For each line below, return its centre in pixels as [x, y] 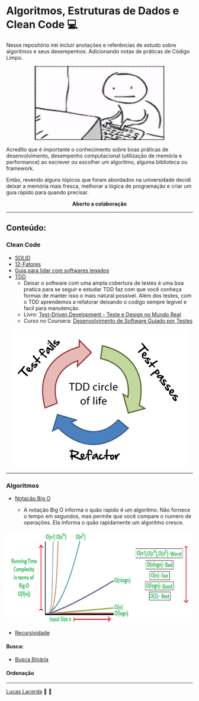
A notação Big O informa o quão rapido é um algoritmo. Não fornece [107, 510]
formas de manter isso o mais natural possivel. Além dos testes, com [107, 295]
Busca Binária [31, 660]
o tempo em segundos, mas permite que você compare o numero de [107, 516]
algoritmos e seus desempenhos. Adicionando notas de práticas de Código [98, 51]
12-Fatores [28, 264]
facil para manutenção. [52, 308]
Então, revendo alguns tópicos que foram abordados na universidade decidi [99, 179]
